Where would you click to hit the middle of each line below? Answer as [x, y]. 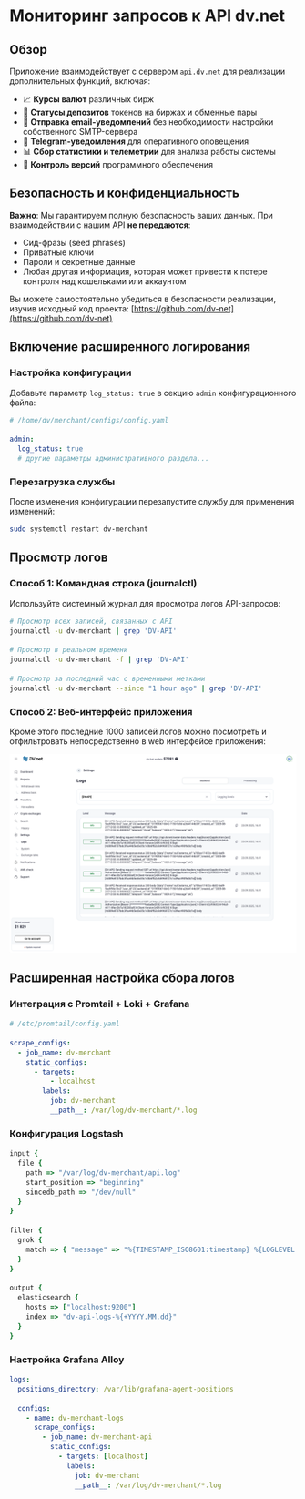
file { [30, 1163]
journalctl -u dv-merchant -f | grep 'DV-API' [99, 660]
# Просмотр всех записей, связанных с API [91, 621]
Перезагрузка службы [62, 482]
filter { [26, 1230]
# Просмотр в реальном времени [69, 650]
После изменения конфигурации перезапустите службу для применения [152, 502]
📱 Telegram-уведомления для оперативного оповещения [135, 141]
